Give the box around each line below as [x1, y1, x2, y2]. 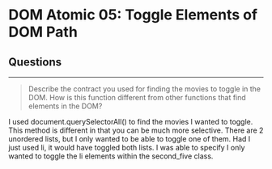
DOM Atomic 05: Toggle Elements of [8, 6, 257, 24]
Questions [8, 55, 62, 69]
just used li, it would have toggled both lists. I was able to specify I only [8, 143, 245, 152]
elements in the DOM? [28, 101, 103, 111]
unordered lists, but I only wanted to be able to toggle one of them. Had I [8, 134, 251, 143]
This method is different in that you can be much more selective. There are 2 [8, 125, 264, 135]
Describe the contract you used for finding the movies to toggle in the [28, 84, 261, 94]
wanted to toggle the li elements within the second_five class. [8, 151, 214, 161]
